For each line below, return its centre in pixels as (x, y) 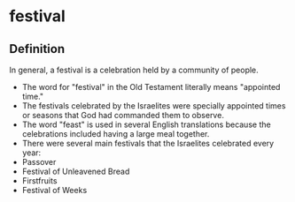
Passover (39, 162)
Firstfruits (39, 181)
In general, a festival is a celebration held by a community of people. (134, 70)
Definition (37, 49)
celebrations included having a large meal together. (116, 134)
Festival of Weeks (54, 190)
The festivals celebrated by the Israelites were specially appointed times (154, 106)
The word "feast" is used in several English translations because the (147, 124)
